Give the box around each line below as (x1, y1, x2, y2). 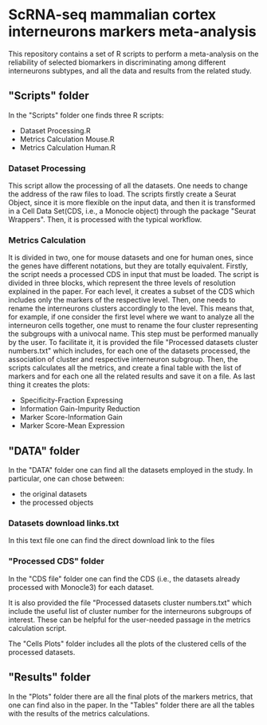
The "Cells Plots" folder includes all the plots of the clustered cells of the (8, 639, 247, 648)
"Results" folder (8, 671, 91, 684)
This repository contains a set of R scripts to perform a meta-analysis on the (8, 49, 259, 58)
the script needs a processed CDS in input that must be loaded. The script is (8, 270, 259, 279)
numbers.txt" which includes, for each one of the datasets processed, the (8, 346, 251, 356)
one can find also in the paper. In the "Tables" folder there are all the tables (8, 700, 255, 710)
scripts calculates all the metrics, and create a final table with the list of (8, 363, 241, 373)
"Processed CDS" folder (8, 556, 105, 567)
